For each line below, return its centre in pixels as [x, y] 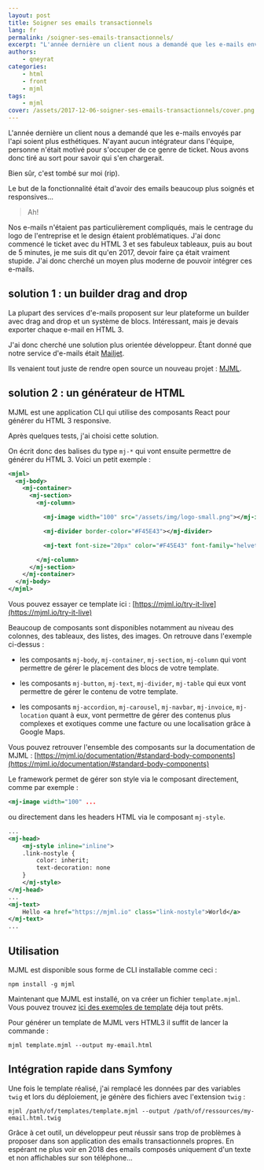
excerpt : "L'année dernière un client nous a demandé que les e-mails [126, 45]
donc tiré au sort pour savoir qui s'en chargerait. [86, 158]
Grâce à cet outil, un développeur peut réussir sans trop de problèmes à [125, 1132]
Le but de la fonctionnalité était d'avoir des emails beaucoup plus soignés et [131, 188]
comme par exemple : [43, 787]
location [34, 716]
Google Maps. [42, 732]
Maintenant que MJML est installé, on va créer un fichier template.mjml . [125, 998]
